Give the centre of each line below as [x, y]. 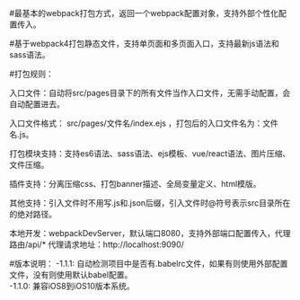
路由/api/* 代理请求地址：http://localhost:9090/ [97, 244]
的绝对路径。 [33, 214]
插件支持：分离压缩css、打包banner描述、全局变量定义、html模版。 [135, 184]
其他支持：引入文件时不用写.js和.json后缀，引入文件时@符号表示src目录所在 [150, 203]
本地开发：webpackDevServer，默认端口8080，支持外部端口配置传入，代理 [150, 233]
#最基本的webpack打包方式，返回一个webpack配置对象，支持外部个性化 [144, 13]
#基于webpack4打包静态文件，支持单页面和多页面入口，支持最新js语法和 [145, 44]
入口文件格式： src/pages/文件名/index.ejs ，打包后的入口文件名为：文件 [144, 123]
